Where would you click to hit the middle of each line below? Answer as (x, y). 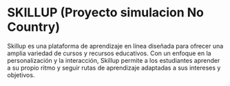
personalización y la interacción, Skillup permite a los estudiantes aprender (114, 60)
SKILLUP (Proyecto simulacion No (106, 13)
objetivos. (21, 75)
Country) (34, 27)
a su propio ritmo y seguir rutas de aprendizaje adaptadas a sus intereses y (114, 68)
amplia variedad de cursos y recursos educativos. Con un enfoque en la (109, 53)
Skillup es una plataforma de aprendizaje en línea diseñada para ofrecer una (115, 46)
